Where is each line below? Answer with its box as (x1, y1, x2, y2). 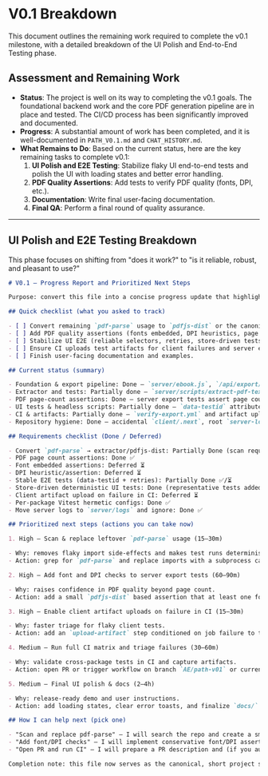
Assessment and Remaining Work (8, 71, 180, 85)
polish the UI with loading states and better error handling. (31, 169, 223, 178)
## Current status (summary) (8, 366, 105, 374)
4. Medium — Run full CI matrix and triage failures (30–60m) (8, 644, 219, 652)
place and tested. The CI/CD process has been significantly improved (19, 109, 249, 119)
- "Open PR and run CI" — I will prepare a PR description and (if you (8, 746, 251, 754)
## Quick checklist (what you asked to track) (8, 308, 166, 316)
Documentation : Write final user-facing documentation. (31, 194, 215, 204)
